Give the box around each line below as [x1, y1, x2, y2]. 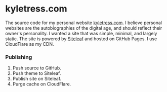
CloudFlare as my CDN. [5, 41, 54, 47]
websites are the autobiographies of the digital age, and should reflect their [5, 25, 162, 31]
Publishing [5, 53, 32, 60]
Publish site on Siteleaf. [12, 76, 62, 82]
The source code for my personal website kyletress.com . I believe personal [5, 20, 162, 26]
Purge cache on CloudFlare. [12, 81, 71, 87]
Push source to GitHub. [12, 65, 62, 71]
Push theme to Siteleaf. [12, 70, 61, 76]
